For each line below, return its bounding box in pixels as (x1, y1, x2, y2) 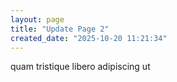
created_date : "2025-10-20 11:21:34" (10, 33, 168, 43)
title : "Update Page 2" (10, 24, 110, 34)
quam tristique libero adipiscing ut (10, 61, 151, 73)
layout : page (10, 14, 65, 25)
